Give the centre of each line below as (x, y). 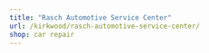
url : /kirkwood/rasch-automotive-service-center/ (105, 26)
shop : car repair (42, 34)
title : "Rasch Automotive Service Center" (90, 18)
